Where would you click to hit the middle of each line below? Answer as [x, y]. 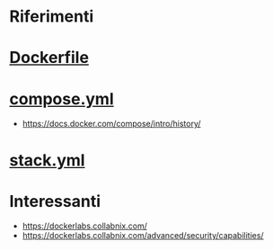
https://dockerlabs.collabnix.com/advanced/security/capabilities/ [143, 236]
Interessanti [55, 201]
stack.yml [47, 160]
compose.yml [62, 98]
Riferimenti [52, 17]
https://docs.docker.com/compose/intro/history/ [111, 124]
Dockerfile [49, 58]
